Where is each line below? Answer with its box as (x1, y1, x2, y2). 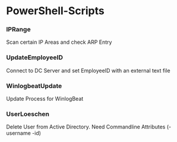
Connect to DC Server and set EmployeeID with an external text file (6, 67, 170, 74)
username (6, 130, 31, 137)
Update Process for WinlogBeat (6, 95, 84, 102)
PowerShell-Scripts (6, 4, 105, 18)
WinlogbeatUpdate (6, 82, 62, 90)
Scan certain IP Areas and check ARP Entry (6, 38, 112, 46)
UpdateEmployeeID (6, 53, 64, 62)
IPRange (6, 25, 31, 34)
